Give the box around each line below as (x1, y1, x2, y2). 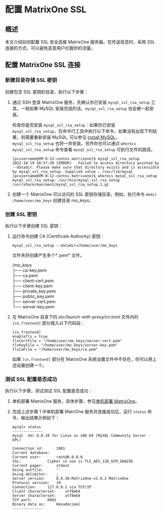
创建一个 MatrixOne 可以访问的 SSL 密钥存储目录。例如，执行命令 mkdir (12, 191, 157, 197)
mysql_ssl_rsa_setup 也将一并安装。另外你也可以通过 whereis (12, 140, 136, 146)
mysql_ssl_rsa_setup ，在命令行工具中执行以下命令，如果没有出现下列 (12, 128, 153, 134)
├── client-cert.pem (12, 278, 54, 283)
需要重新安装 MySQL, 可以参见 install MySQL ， (25, 134, 120, 140)
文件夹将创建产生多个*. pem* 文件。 (12, 252, 85, 258)
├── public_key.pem (12, 293, 55, 299)
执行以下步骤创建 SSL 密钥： (5, 223, 63, 229)
